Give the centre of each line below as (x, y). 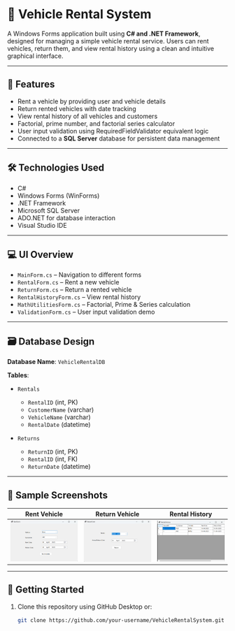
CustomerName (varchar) (61, 410)
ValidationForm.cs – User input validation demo (86, 312)
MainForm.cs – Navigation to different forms (79, 275)
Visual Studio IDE (42, 225)
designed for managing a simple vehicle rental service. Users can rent (108, 41)
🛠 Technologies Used (56, 168)
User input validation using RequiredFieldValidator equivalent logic (113, 131)
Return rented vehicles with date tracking (77, 108)
